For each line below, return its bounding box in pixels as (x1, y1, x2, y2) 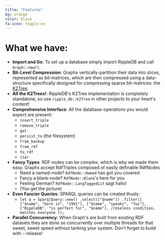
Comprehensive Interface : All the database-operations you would (12, 106, 148, 112)
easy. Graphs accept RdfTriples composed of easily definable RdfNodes (12, 164, 160, 170)
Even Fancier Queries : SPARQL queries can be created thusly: (12, 191, 140, 197)
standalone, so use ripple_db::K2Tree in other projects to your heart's (12, 96, 156, 102)
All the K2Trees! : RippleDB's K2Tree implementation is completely (12, 90, 149, 97)
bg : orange (5, 12, 28, 17)
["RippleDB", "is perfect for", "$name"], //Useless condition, (19, 206, 156, 211)
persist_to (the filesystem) (19, 133, 75, 139)
